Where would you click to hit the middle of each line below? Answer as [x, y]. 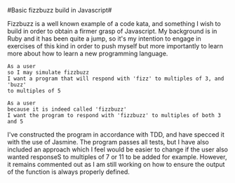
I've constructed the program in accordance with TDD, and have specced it [116, 135]
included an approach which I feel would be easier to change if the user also [117, 149]
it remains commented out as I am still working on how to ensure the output [116, 164]
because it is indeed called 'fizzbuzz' [67, 109]
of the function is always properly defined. [68, 172]
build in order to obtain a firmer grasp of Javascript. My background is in [112, 31]
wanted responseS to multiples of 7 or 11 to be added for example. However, [117, 157]
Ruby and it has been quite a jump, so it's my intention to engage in [104, 39]
